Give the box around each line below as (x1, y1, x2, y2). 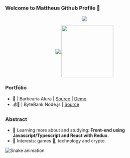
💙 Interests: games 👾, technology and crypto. (12, 137, 106, 143)
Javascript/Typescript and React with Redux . (12, 132, 109, 138)
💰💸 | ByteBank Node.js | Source (12, 101, 79, 107)
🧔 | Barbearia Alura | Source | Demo (12, 95, 87, 102)
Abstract (5, 115, 28, 122)
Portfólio (5, 84, 27, 91)
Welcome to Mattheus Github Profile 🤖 (5, 5, 100, 12)
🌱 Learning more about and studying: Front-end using (12, 127, 125, 133)
